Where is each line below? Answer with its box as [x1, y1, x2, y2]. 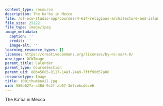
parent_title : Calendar [5, 61, 53, 66]
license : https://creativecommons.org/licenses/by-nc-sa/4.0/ [5, 52, 133, 57]
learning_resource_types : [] [5, 47, 64, 52]
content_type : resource [5, 7, 53, 12]
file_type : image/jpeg [5, 25, 51, 30]
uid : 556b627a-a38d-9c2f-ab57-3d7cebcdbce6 [5, 83, 95, 88]
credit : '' [9, 39, 32, 43]
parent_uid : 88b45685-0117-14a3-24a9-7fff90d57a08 [5, 70, 110, 75]
